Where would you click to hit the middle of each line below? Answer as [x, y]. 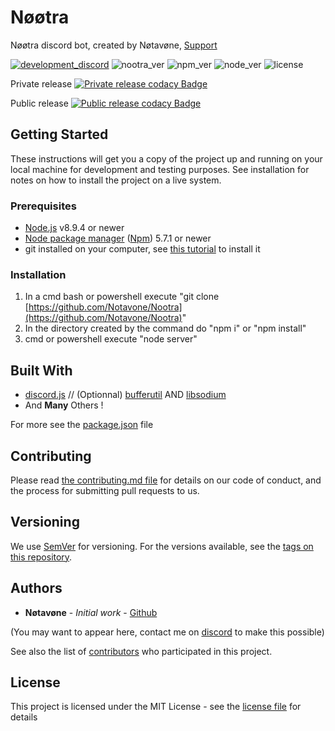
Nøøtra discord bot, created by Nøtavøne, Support [114, 45]
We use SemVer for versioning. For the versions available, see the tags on [162, 546]
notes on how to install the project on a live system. [116, 180]
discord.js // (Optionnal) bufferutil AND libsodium [125, 395]
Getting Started [59, 134]
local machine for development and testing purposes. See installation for [160, 169]
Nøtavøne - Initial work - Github [91, 612]
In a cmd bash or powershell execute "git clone [122, 297]
